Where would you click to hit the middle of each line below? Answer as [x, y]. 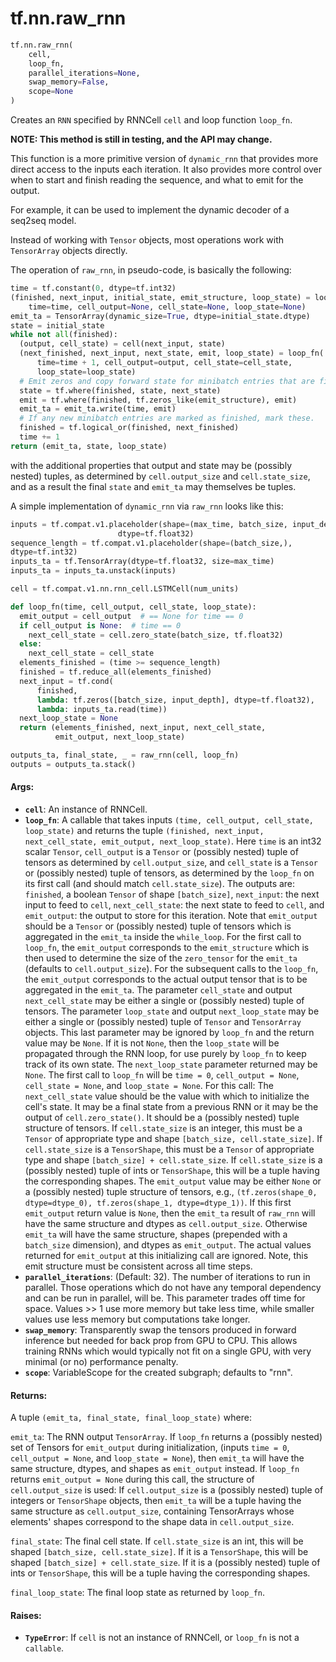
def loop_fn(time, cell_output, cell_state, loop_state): [133, 607]
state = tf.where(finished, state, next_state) [120, 390]
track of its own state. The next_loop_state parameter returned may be [171, 1064]
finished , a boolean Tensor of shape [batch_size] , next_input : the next [172, 894]
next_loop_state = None [68, 718]
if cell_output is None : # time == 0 [100, 625]
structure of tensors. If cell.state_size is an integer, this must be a [163, 1128]
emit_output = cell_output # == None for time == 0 [131, 616]
